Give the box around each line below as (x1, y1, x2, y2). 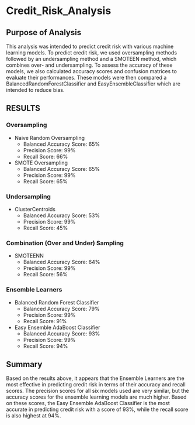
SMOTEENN (14, 252, 44, 259)
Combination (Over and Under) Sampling (6, 239, 124, 247)
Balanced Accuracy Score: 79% (23, 305, 100, 312)
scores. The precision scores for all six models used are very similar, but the (6, 388, 189, 395)
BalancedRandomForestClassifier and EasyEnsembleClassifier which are (6, 80, 181, 87)
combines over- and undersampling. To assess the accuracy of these (6, 61, 173, 68)
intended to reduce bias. (6, 87, 65, 93)
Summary (6, 359, 43, 369)
